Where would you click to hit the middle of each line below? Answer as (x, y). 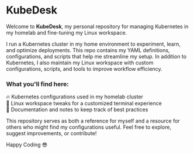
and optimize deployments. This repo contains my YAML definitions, (88, 50)
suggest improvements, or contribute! (51, 134)
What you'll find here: (37, 84)
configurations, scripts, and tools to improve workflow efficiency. (84, 69)
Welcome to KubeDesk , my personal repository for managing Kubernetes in (97, 26)
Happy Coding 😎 (27, 145)
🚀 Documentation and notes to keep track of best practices (77, 109)
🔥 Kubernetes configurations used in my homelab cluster (75, 97)
